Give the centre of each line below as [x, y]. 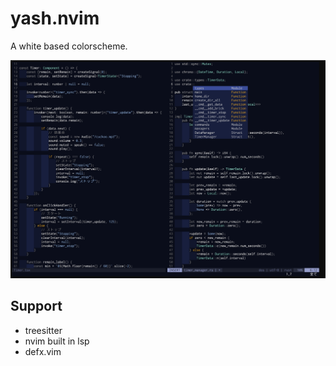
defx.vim [43, 351]
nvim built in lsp [57, 341]
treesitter [43, 330]
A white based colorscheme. [69, 46]
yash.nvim [55, 18]
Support [36, 306]
